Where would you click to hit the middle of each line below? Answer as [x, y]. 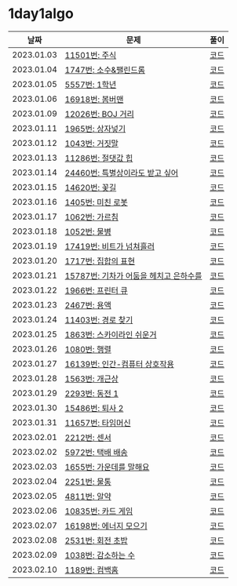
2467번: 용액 [88, 305]
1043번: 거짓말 [92, 144]
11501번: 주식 [91, 55]
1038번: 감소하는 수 [100, 555]
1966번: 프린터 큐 [96, 290]
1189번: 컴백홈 [92, 570]
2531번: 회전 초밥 [96, 541]
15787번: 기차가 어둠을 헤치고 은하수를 [133, 275]
